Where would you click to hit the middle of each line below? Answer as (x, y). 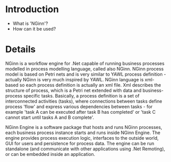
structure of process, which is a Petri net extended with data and (74, 90)
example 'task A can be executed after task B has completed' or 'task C (80, 112)
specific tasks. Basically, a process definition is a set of (81, 95)
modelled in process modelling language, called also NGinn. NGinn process (84, 69)
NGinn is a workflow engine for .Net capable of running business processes (85, 63)
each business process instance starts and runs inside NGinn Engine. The (83, 133)
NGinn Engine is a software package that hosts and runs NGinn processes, (84, 127)
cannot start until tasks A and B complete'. (50, 117)
